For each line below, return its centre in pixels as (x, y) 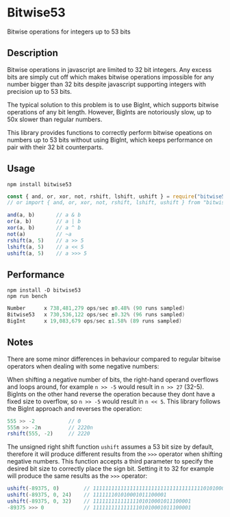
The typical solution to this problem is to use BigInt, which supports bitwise (113, 105)
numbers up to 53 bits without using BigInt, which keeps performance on (110, 140)
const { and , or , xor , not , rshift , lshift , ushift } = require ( (102, 197)
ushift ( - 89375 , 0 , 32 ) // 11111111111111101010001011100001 (99, 501)
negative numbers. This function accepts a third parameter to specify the (110, 462)
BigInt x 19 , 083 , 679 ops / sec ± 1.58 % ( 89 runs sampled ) (95, 321)
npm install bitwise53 (39, 184)
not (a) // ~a (39, 234)
